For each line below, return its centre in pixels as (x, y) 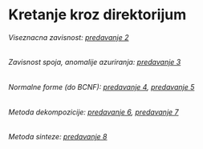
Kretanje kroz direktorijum (97, 15)
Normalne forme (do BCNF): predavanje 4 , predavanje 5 (101, 87)
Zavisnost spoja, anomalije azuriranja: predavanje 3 (95, 62)
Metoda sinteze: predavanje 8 (58, 137)
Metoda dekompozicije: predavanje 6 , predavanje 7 (93, 112)
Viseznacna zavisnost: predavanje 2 (69, 37)
